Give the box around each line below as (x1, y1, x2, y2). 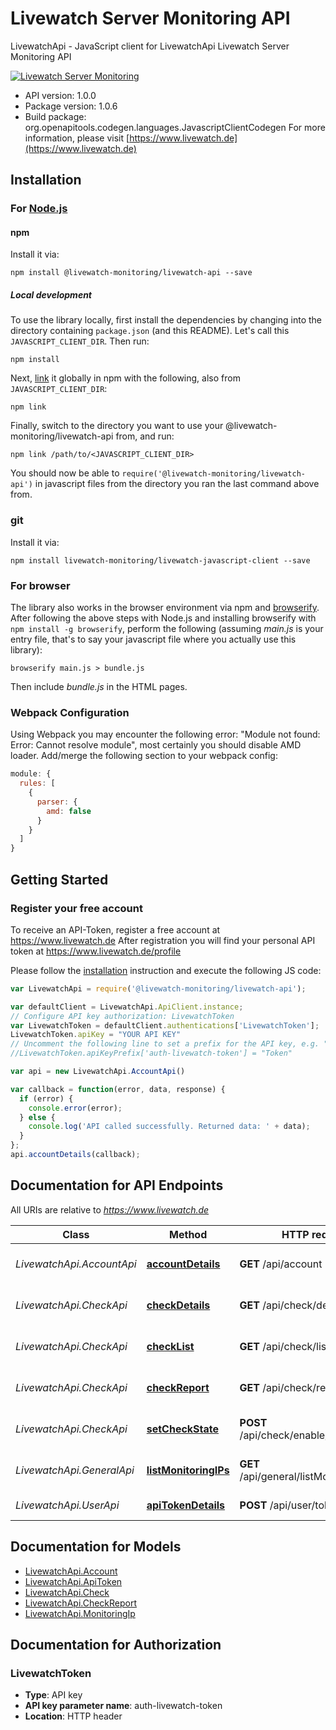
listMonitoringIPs (146, 1463, 230, 1477)
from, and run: (115, 430, 175, 442)
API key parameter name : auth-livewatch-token (24, 1700, 223, 1712)
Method (169, 1227, 208, 1241)
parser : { (36, 797, 78, 807)
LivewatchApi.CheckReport (24, 1597, 138, 1609)
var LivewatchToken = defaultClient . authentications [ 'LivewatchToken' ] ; (10, 1020, 320, 1031)
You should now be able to (10, 467, 120, 479)
